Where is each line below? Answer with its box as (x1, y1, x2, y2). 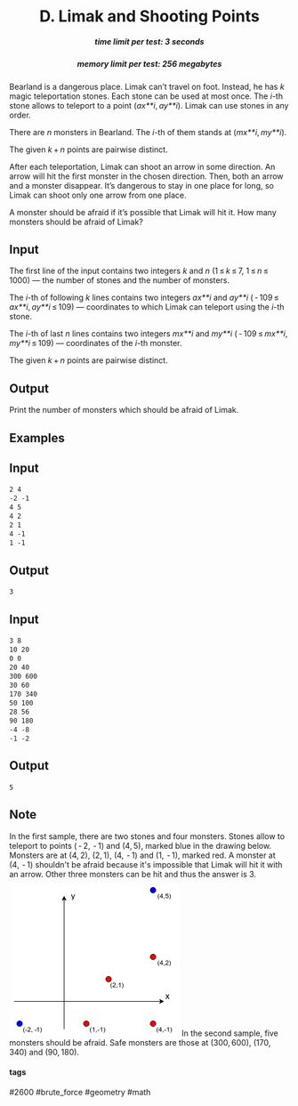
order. (9, 109, 31, 120)
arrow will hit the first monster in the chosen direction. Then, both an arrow (9, 171, 284, 182)
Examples (9, 430, 65, 446)
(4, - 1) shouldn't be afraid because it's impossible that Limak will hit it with (9, 859, 283, 869)
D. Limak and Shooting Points (39, 6, 260, 27)
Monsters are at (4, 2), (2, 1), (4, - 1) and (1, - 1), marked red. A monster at (9, 850, 276, 860)
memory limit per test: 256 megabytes (77, 59, 222, 69)
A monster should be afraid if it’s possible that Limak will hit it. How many (9, 206, 278, 217)
